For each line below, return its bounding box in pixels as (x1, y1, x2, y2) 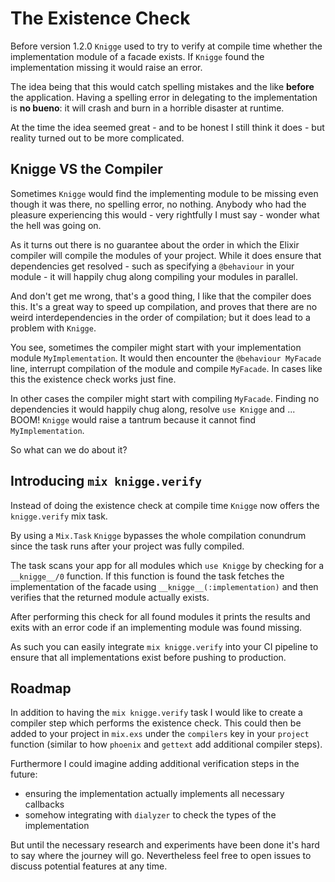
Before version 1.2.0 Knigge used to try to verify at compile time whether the (10, 40, 323, 52)
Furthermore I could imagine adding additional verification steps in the (10, 758, 300, 770)
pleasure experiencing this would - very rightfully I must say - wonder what (10, 208, 320, 221)
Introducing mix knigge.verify (10, 473, 202, 490)
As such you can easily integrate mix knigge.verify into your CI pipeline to (10, 640, 319, 652)
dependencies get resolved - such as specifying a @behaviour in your (10, 260, 295, 272)
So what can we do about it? (10, 443, 128, 456)
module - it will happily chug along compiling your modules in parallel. (10, 270, 299, 282)
